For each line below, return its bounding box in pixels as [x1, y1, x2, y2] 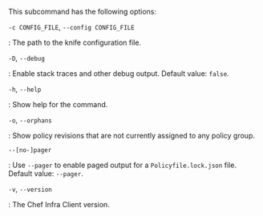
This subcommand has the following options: [8, 7, 157, 16]
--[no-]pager [8, 146, 52, 154]
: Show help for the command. [8, 100, 108, 109]
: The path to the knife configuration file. [8, 38, 142, 47]
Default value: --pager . [8, 169, 84, 178]
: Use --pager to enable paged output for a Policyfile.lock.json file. [8, 160, 237, 170]
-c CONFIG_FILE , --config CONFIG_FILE [8, 22, 135, 31]
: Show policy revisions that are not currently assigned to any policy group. [8, 131, 255, 140]
